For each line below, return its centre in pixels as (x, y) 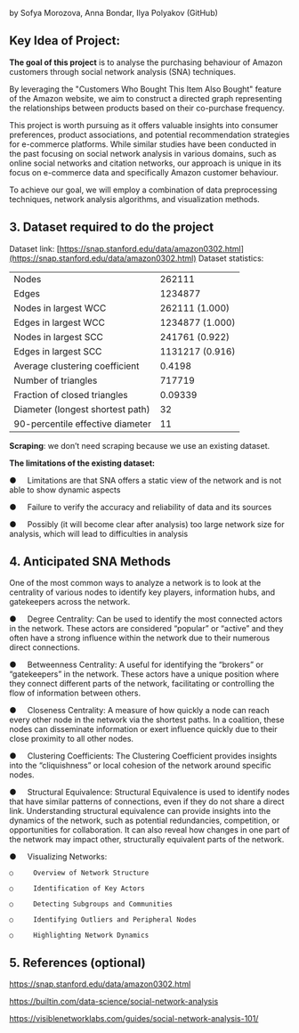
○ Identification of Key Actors (77, 889)
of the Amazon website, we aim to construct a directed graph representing (146, 98)
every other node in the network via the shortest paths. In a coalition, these (147, 720)
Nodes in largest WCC (60, 308)
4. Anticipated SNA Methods (90, 561)
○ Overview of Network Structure (79, 873)
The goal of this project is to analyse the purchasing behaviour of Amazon (146, 62)
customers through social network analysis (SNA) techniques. (122, 71)
